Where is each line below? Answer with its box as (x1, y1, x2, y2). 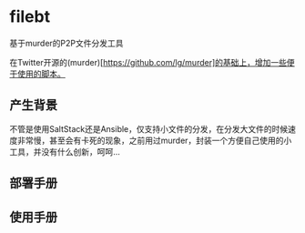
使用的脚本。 (16, 68, 66, 79)
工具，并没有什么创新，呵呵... (9, 146, 121, 157)
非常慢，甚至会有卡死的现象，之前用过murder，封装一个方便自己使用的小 (16, 135, 292, 146)
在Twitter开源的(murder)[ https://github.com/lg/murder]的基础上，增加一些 (9, 56, 288, 67)
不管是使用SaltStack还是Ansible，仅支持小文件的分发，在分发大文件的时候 (9, 123, 289, 134)
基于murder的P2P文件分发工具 (9, 37, 125, 48)
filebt (9, 6, 51, 27)
